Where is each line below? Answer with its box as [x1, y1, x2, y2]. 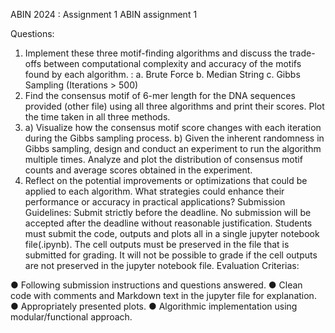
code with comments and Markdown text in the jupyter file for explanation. [10, 290, 317, 301]
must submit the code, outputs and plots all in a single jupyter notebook [24, 228, 320, 239]
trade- [289, 47, 316, 59]
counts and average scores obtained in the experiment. [24, 164, 253, 176]
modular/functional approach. [10, 311, 133, 323]
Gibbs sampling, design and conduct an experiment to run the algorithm [24, 143, 322, 154]
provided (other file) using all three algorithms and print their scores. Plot [24, 100, 325, 112]
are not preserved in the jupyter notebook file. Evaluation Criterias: [24, 260, 300, 271]
